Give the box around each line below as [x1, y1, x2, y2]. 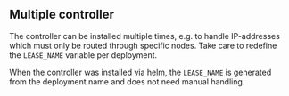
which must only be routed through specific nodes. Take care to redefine [9, 40, 277, 51]
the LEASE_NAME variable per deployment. [9, 49, 158, 60]
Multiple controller [9, 7, 114, 22]
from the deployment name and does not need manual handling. [9, 76, 245, 87]
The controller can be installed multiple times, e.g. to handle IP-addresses [9, 30, 281, 41]
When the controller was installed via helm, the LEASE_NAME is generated [9, 67, 272, 77]
